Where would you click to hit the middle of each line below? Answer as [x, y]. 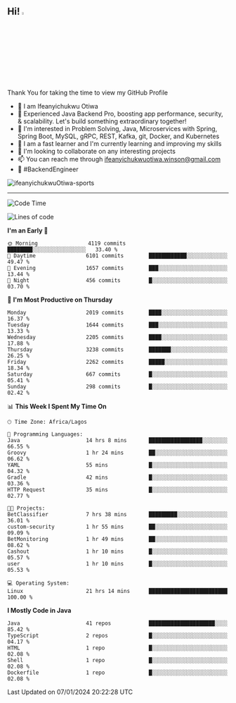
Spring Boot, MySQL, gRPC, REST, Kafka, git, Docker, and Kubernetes [118, 136]
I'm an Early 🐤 [28, 230]
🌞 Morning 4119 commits [67, 243]
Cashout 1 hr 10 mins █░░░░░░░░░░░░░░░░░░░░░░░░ [118, 551]
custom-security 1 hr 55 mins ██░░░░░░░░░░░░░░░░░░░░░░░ [118, 527]
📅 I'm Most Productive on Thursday [60, 300]
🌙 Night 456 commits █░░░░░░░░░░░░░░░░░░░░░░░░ [118, 280]
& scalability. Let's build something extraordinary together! [102, 121]
